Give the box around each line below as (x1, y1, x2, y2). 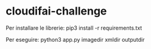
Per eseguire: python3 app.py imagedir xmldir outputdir (5, 36, 145, 43)
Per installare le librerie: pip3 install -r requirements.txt (5, 24, 142, 31)
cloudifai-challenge (5, 4, 107, 18)
